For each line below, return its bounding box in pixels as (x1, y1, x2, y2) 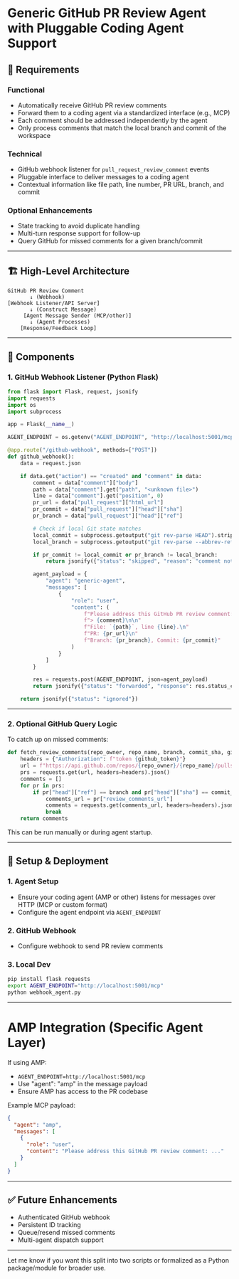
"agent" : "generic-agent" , (45, 578, 126, 585)
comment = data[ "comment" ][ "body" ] (33, 479, 139, 487)
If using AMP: (7, 1058, 48, 1066)
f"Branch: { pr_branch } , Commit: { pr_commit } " (83, 637, 221, 644)
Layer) (7, 1035, 46, 1051)
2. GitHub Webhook (7, 925, 77, 935)
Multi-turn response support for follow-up (17, 229, 141, 238)
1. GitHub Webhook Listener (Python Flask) (7, 372, 159, 382)
